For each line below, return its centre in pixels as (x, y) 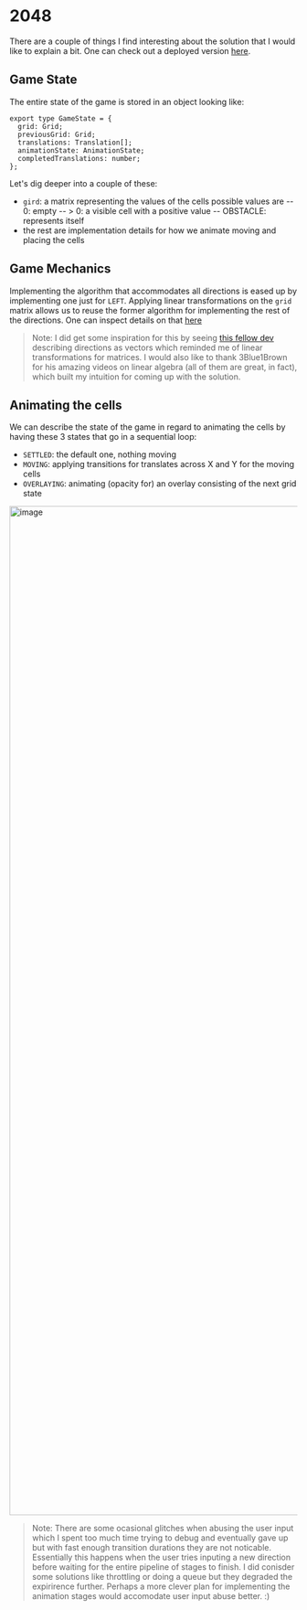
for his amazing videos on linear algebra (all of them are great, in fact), (164, 367)
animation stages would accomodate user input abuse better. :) (151, 1596)
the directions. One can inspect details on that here (106, 320)
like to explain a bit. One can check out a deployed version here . (130, 50)
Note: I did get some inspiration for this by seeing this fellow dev (153, 337)
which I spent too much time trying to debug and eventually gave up (160, 1538)
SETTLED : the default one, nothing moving (99, 454)
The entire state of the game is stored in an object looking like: (127, 101)
